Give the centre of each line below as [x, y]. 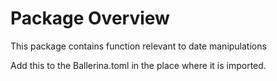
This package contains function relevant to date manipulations [138, 46]
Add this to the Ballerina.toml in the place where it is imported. [138, 65]
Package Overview [90, 18]
